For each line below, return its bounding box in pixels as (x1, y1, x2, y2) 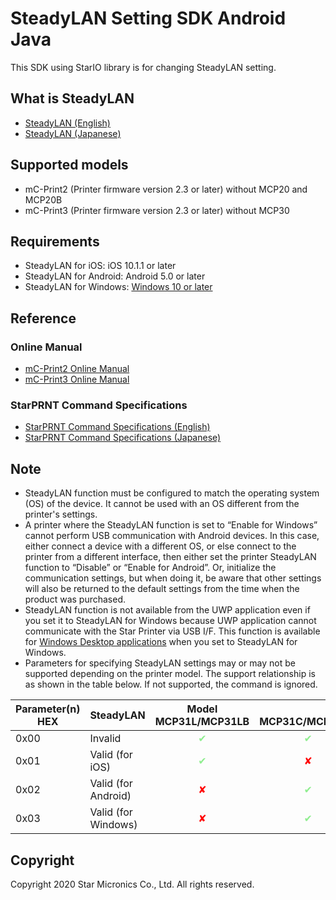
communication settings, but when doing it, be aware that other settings (24, 572, 322, 584)
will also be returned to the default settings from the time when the (24, 583, 300, 595)
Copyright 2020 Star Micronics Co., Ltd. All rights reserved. (10, 878, 255, 890)
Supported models (10, 157, 129, 174)
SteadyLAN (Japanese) (24, 127, 122, 139)
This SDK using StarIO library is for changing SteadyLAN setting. (10, 61, 277, 73)
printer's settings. (24, 508, 98, 521)
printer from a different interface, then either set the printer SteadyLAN (24, 551, 317, 563)
